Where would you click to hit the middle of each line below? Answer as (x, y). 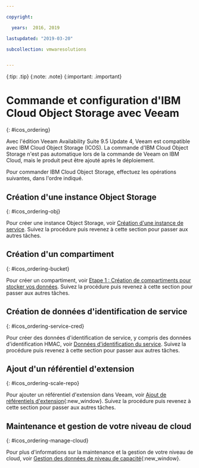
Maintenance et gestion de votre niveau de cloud (99, 426)
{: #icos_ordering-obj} (33, 211)
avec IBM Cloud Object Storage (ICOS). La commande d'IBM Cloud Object (97, 148)
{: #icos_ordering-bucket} (38, 268)
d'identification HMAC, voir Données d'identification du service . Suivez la (96, 344)
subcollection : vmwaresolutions (46, 49)
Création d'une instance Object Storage (81, 197)
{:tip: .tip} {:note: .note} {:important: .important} (64, 77)
